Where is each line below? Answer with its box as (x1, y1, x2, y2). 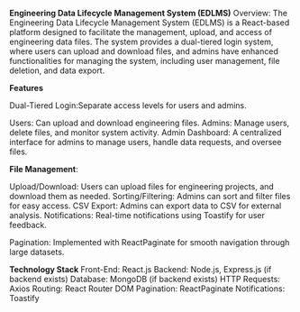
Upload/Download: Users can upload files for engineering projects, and (9, 181, 275, 192)
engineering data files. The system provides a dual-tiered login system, (9, 36, 274, 47)
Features (9, 83, 43, 93)
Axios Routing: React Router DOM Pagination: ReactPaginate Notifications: (9, 283, 286, 294)
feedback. (9, 220, 47, 230)
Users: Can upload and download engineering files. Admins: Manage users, (9, 117, 290, 128)
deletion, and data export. (9, 65, 105, 76)
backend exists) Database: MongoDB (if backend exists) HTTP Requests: (9, 274, 281, 284)
